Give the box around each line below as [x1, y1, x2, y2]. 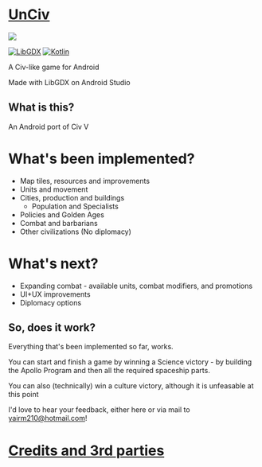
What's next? [8, 255, 99, 272]
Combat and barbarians [19, 218, 98, 228]
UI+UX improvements [19, 289, 91, 299]
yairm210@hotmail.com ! [8, 414, 88, 423]
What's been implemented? [8, 150, 195, 168]
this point [8, 390, 39, 399]
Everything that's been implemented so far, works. [8, 342, 174, 352]
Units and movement [19, 185, 88, 194]
